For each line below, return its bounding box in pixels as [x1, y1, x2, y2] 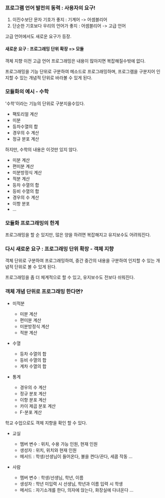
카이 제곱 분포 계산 [19, 403, 56, 409]
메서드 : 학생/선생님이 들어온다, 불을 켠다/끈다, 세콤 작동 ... [19, 453, 133, 459]
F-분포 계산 [19, 409, 42, 415]
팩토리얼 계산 [12, 111, 38, 117]
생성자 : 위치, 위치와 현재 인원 [19, 447, 77, 453]
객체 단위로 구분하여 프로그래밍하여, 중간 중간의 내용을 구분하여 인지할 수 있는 [5, 258, 155, 264]
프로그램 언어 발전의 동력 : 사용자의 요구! [5, 4, 96, 11]
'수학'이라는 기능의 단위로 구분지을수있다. [5, 100, 85, 106]
